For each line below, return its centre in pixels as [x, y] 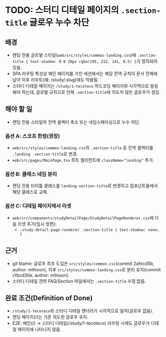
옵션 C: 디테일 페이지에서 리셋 [38, 206]
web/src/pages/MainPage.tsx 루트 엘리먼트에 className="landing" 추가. [83, 160]
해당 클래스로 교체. [30, 192]
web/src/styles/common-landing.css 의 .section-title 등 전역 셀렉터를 [83, 148]
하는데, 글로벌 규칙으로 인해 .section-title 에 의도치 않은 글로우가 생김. [91, 92]
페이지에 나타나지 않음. [40, 330]
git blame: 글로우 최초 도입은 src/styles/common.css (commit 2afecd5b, [83, 263]
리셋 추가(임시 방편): [37, 224]
